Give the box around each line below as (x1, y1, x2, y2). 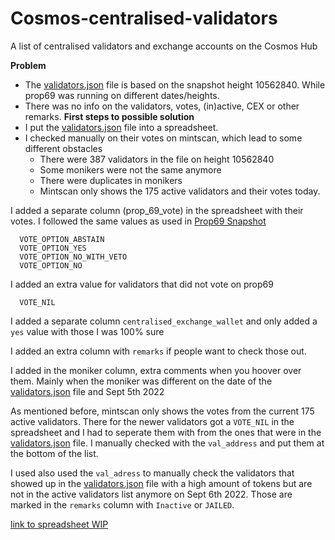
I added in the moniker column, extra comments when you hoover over (10, 364, 302, 376)
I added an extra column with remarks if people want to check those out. (10, 345, 307, 357)
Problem (10, 59, 47, 71)
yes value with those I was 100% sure (10, 325, 165, 337)
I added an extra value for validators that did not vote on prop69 (10, 278, 274, 290)
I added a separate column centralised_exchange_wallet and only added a (10, 315, 318, 327)
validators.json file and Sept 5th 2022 (10, 385, 165, 397)
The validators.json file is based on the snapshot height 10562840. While (24, 78, 326, 91)
